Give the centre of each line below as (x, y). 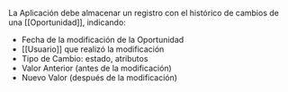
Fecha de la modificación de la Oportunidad (103, 40)
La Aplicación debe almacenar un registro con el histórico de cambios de (144, 13)
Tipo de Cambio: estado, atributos (85, 59)
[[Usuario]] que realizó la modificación (93, 49)
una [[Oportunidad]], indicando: (67, 22)
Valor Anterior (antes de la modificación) (96, 68)
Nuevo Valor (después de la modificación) (99, 78)
